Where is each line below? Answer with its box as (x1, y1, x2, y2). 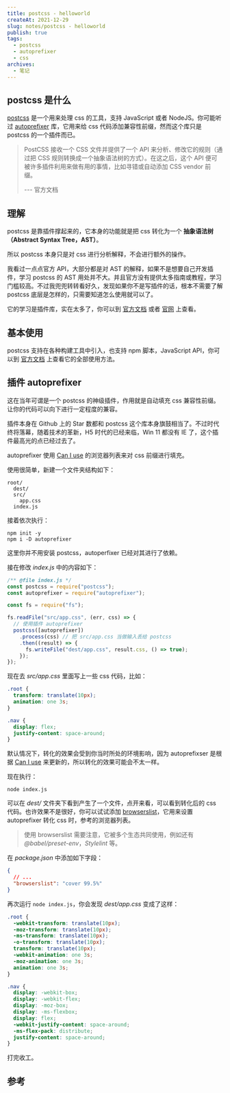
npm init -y (7, 530, 41, 537)
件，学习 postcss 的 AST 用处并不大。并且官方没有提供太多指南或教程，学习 (7, 273, 222, 281)
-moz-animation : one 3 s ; (13, 957, 84, 965)
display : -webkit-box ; (13, 990, 78, 996)
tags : (7, 36, 23, 42)
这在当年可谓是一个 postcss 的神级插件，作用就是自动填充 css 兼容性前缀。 (7, 396, 220, 404)
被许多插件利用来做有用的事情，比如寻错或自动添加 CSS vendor (23, 162, 204, 171)
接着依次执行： (7, 516, 49, 524)
